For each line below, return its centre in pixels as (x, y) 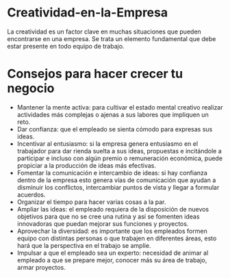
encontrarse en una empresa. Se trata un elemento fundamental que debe (112, 38)
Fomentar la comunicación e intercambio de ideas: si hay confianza (112, 173)
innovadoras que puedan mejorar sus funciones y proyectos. (103, 223)
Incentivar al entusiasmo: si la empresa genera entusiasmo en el (107, 143)
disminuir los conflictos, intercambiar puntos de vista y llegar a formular (118, 187)
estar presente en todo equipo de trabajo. (66, 46)
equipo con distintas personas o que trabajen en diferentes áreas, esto (117, 238)
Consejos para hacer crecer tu (95, 74)
